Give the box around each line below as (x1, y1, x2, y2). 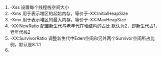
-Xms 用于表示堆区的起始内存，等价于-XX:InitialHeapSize (9, 10, 128, 16)
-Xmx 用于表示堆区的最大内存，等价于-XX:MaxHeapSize (9, 17, 126, 22)
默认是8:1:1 (18, 42, 41, 47)
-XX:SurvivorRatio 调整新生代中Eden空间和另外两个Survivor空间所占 (9, 35, 151, 41)
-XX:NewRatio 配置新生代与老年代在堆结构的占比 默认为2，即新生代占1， (9, 23, 160, 29)
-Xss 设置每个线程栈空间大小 (9, 4, 69, 10)
